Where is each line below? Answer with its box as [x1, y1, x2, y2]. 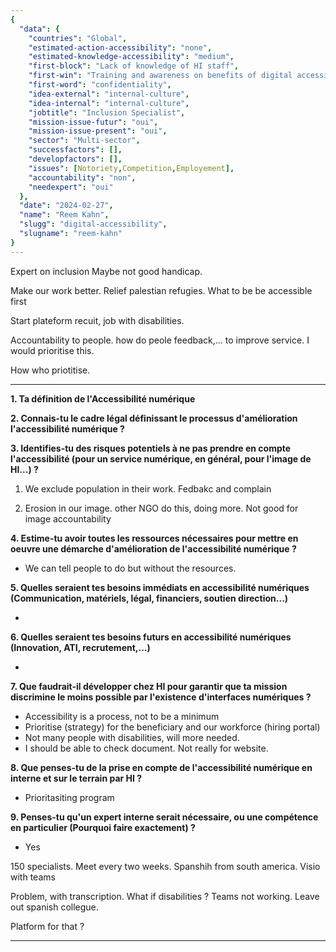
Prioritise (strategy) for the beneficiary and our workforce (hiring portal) [24, 721, 321, 733]
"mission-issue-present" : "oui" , [28, 126, 168, 136]
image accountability [24, 512, 112, 525]
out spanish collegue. [10, 901, 99, 913]
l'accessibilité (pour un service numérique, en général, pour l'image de [10, 452, 312, 465]
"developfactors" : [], [28, 154, 123, 164]
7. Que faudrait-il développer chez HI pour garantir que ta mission [10, 680, 288, 692]
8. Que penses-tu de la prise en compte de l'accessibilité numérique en [10, 761, 313, 773]
